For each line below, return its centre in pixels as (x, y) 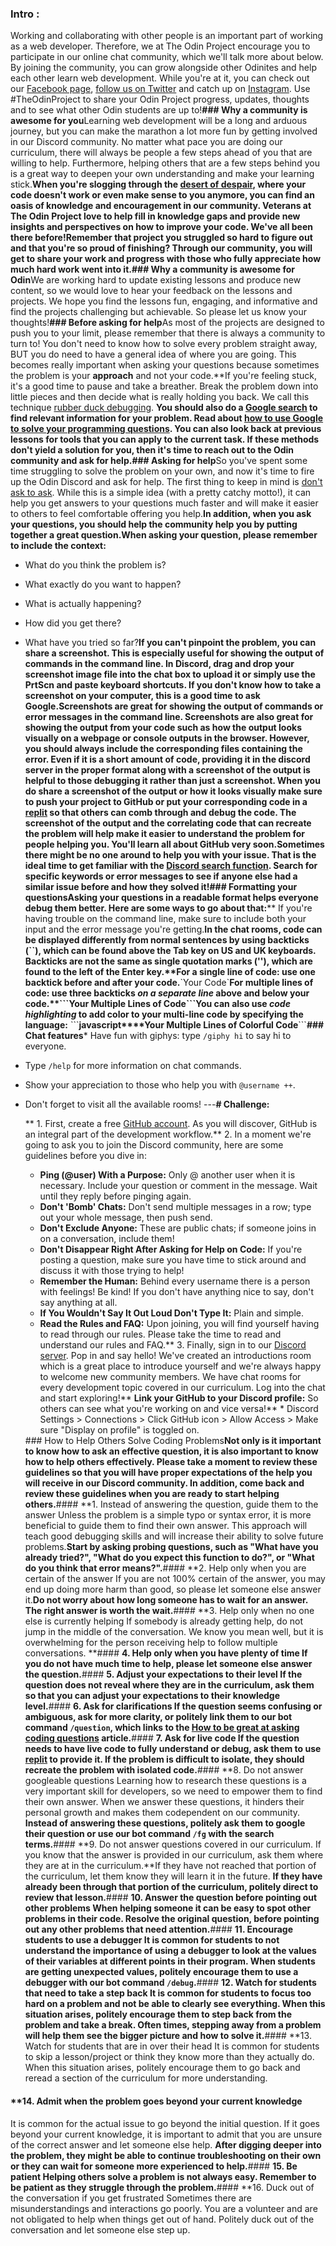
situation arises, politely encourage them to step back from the (158, 2014)
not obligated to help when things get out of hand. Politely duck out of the (162, 2219)
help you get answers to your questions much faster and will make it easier (164, 503)
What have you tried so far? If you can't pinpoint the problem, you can (170, 643)
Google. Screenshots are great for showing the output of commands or (174, 706)
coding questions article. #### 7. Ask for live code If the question (162, 1738)
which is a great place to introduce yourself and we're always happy (180, 1366)
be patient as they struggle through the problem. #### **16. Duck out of (162, 2187)
